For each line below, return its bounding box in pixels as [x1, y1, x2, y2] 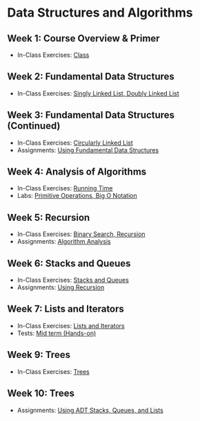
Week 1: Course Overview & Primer [7, 33, 160, 44]
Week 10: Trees [7, 388, 74, 400]
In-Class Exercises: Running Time [17, 184, 113, 192]
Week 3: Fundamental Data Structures [7, 109, 174, 121]
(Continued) [7, 120, 61, 132]
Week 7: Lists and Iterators [7, 303, 124, 315]
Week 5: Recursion [7, 211, 90, 223]
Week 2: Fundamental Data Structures [7, 71, 174, 82]
